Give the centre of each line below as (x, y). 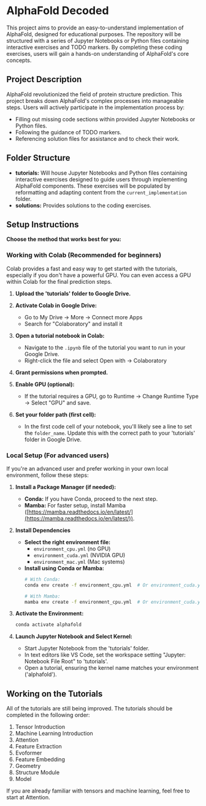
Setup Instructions (43, 224)
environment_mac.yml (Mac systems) (79, 561)
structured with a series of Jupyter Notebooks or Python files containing (97, 40)
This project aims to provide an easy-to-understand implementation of (95, 28)
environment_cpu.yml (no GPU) (72, 549)
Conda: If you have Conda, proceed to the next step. (91, 499)
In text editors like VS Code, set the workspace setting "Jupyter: (105, 655)
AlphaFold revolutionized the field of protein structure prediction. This (94, 94)
